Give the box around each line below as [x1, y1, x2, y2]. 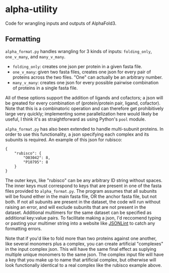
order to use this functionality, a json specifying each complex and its [5, 131, 149, 137]
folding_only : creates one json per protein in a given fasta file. [12, 63, 142, 69]
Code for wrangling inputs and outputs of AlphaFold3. [5, 20, 117, 26]
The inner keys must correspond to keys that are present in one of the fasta [5, 183, 162, 189]
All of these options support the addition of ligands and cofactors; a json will [5, 94, 163, 100]
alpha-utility [5, 4, 58, 15]
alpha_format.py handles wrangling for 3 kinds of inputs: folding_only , [5, 48, 152, 54]
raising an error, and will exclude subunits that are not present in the [5, 204, 146, 210]
